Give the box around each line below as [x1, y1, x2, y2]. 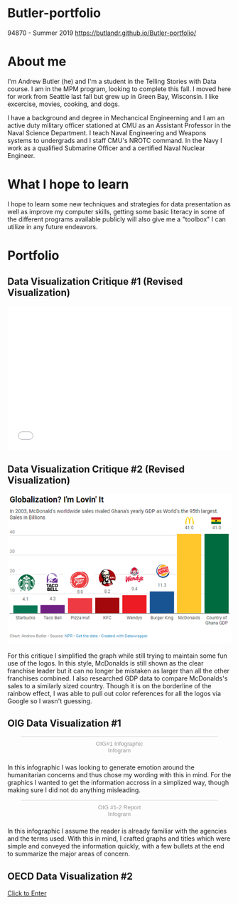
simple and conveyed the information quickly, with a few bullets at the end [7, 842, 225, 851]
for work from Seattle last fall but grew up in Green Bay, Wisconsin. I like [7, 92, 219, 100]
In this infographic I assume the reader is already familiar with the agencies [7, 827, 227, 836]
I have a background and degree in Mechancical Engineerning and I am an [7, 113, 225, 122]
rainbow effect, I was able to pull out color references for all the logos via [7, 689, 222, 698]
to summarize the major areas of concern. [7, 849, 130, 858]
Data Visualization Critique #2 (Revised [7, 463, 185, 475]
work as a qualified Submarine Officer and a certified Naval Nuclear [7, 144, 205, 152]
